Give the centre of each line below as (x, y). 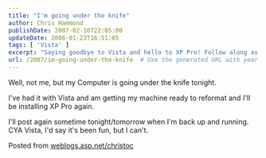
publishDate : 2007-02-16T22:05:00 (66, 30)
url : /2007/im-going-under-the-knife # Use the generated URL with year (133, 60)
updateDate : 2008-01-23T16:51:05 (64, 38)
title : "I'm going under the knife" (69, 15)
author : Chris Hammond (46, 23)
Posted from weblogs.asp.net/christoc (71, 145)
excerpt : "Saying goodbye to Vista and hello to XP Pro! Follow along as (133, 52)
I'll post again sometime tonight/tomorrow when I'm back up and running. (129, 121)
